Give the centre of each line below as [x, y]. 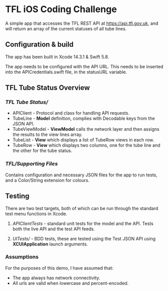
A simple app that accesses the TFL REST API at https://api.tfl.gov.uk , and [82, 23]
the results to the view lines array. [48, 134]
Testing [17, 196]
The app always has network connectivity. [56, 278]
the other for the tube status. [42, 151]
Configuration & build [39, 45]
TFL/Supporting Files [31, 164]
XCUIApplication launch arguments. [50, 244]
